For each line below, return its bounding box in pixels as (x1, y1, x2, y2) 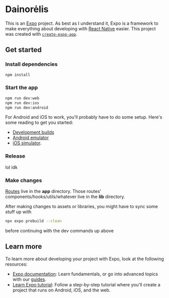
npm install (5, 72, 30, 77)
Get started (5, 45, 42, 54)
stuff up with (5, 209, 32, 215)
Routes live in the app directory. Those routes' (5, 188, 102, 194)
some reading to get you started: (5, 120, 73, 126)
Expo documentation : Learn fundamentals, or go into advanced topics (12, 271, 158, 277)
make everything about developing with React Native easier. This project (5, 25, 156, 31)
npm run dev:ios (5, 100, 39, 106)
